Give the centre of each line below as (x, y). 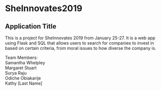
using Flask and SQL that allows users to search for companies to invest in (80, 43)
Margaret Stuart (21, 68)
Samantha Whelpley (25, 63)
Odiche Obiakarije (23, 78)
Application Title (31, 26)
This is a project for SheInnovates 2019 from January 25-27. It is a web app (80, 38)
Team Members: (21, 58)
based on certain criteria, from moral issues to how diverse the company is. (81, 48)
